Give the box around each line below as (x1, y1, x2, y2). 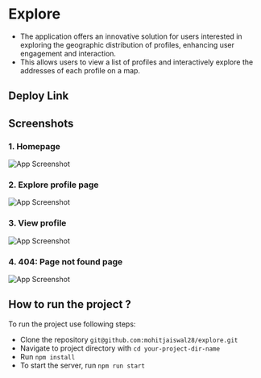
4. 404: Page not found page (8, 255, 123, 267)
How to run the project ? (8, 297, 131, 311)
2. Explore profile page (8, 179, 99, 190)
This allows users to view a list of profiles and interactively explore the (19, 57, 254, 67)
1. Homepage (8, 140, 60, 152)
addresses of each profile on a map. (19, 65, 141, 75)
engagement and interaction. (19, 48, 117, 58)
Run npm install (19, 351, 76, 361)
